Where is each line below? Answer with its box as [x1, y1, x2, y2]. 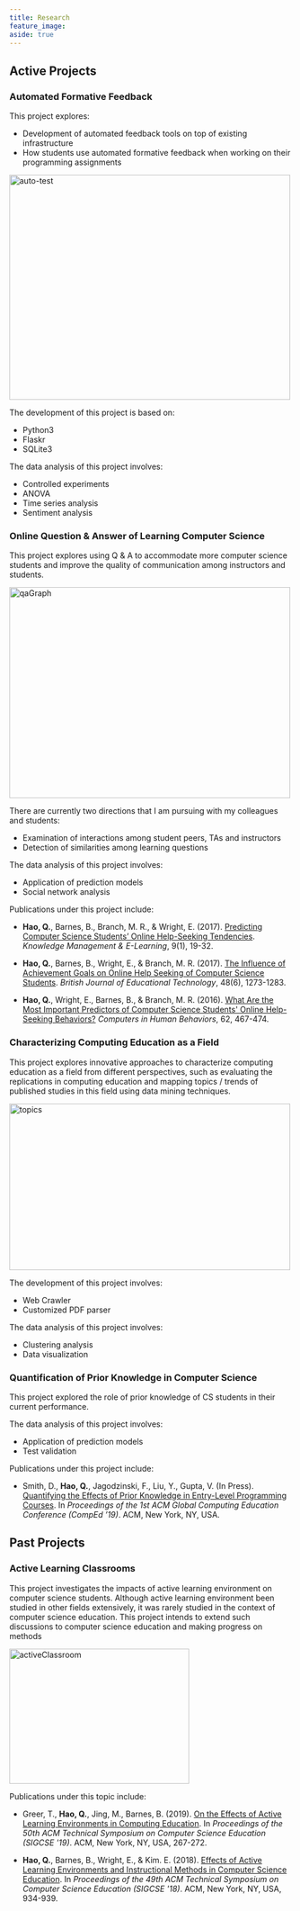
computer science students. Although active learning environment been [9, 1592, 275, 1603]
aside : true [9, 30, 54, 39]
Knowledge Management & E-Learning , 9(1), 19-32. [22, 941, 214, 951]
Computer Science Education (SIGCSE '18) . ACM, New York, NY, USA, [22, 1883, 282, 1894]
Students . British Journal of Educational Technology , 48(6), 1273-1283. [22, 978, 287, 988]
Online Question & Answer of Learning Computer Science [9, 529, 265, 542]
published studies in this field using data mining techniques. [9, 1086, 231, 1096]
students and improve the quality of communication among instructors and [9, 560, 286, 571]
